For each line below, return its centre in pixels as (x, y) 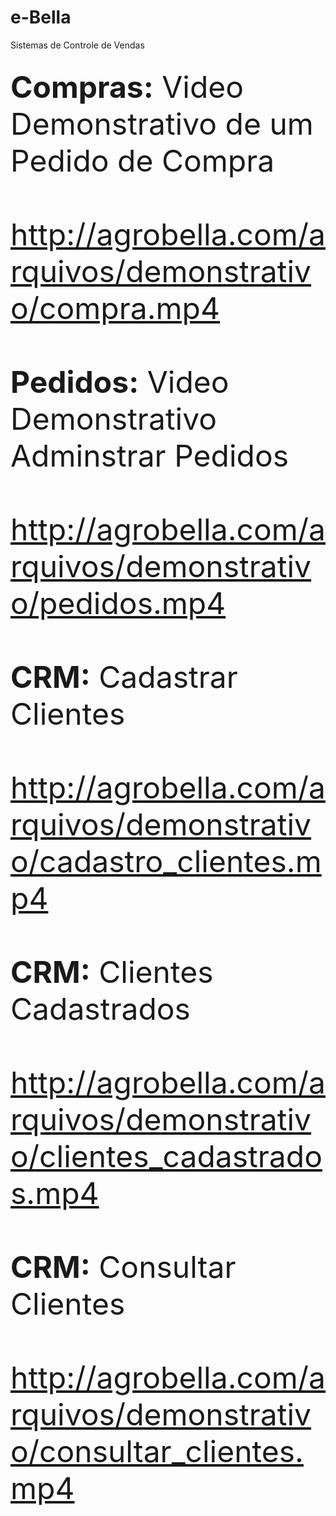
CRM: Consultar (123, 1267)
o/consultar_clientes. (157, 1451)
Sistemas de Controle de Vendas (77, 45)
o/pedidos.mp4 (118, 603)
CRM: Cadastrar (124, 677)
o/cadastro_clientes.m (166, 861)
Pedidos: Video (120, 382)
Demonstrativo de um (162, 124)
